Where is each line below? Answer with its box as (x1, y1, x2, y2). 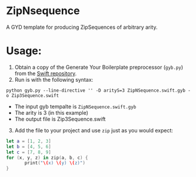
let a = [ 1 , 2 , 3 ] (6, 138, 51, 144)
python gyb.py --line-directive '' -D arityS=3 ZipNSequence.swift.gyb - (6, 87, 191, 93)
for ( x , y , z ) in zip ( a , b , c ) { (6, 155, 88, 161)
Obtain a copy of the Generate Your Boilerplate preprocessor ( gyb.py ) (14, 64, 184, 71)
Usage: (6, 44, 42, 58)
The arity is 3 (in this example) (14, 109, 88, 116)
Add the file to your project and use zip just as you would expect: (14, 126, 174, 133)
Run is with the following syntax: (14, 76, 94, 83)
